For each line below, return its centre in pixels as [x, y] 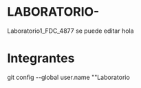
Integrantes [41, 58]
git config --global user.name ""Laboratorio [69, 77]
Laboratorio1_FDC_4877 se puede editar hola [70, 31]
